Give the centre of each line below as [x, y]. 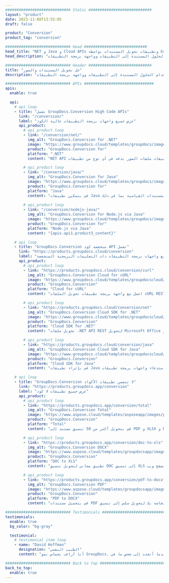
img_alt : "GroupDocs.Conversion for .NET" [73, 140]
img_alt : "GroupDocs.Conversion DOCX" [68, 447]
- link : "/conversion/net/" [53, 135]
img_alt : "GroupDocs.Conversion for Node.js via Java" [86, 215]
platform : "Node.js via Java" [59, 228]
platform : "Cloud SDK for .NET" [61, 326]
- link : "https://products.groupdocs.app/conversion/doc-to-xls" [93, 442]
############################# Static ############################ [78, 10]
